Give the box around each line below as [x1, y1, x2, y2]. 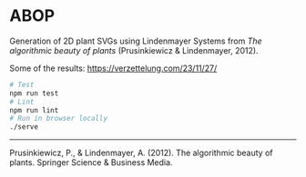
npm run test [9, 88, 59, 98]
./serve [9, 123, 39, 132]
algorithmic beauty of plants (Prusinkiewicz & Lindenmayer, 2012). [9, 44, 259, 55]
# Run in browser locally [9, 114, 107, 123]
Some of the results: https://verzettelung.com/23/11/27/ [9, 63, 218, 74]
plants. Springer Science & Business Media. [9, 157, 173, 168]
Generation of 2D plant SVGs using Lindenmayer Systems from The [9, 35, 262, 46]
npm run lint [9, 105, 59, 114]
